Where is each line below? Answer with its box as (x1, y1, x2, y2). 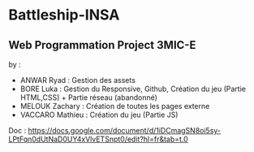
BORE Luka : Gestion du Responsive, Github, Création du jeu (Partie (19, 84, 246, 93)
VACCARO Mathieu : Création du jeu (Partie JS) (19, 110, 179, 119)
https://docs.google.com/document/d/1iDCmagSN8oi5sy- (28, 126, 222, 135)
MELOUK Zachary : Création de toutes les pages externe (19, 102, 210, 111)
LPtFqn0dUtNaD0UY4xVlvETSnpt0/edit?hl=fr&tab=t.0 (8, 134, 188, 144)
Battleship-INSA (8, 6, 120, 24)
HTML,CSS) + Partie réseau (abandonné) (19, 93, 158, 102)
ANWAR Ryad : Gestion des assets (19, 76, 136, 85)
